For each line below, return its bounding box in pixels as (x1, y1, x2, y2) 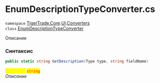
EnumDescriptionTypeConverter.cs (5, 3, 155, 15)
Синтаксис (5, 47, 33, 54)
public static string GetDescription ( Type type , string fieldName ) (5, 59, 149, 64)
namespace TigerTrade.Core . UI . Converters (5, 20, 90, 26)
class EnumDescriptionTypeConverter (5, 25, 84, 31)
